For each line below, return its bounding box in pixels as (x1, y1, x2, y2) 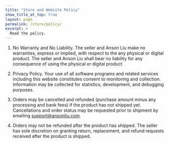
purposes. (12, 87, 34, 92)
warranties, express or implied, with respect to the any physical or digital (12, 50, 164, 56)
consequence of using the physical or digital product (12, 61, 123, 67)
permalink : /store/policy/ (5, 21, 62, 27)
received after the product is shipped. (12, 133, 91, 139)
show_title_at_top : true (5, 12, 58, 17)
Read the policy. (10, 31, 46, 36)
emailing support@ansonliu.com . (12, 113, 81, 119)
